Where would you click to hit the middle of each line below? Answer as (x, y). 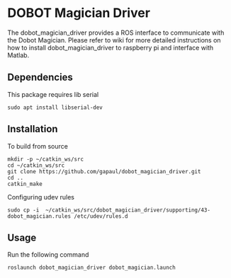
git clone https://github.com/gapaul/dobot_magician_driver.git (104, 171)
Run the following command (48, 255)
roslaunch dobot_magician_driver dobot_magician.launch (91, 268)
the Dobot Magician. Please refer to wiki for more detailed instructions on (114, 40)
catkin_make (25, 184)
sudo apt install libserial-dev (55, 108)
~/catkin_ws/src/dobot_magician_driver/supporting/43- (128, 210)
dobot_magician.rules (39, 216)
